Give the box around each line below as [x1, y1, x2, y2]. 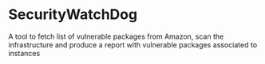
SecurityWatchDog [8, 6, 138, 24]
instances [8, 48, 41, 58]
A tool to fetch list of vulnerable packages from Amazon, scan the [8, 32, 224, 41]
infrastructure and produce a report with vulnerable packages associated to [8, 40, 258, 49]
